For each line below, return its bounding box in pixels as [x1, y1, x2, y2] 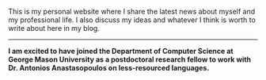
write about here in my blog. [8, 24, 101, 32]
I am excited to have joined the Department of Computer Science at [8, 47, 234, 55]
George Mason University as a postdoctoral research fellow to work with [8, 55, 252, 64]
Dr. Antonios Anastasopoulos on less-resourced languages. [8, 63, 210, 72]
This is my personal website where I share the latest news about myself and [8, 7, 256, 16]
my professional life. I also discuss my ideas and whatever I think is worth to [8, 15, 256, 25]
